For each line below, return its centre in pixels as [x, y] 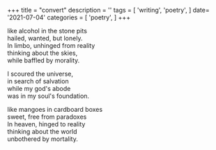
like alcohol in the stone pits [47, 31]
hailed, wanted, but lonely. [45, 38]
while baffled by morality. [44, 60]
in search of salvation [38, 81]
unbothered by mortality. [43, 139]
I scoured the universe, [40, 74]
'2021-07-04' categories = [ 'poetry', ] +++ [69, 17]
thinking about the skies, [43, 53]
